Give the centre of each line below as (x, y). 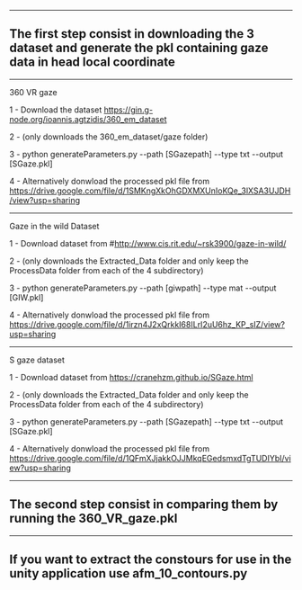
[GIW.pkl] (27, 297)
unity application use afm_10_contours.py (129, 573)
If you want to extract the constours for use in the (151, 560)
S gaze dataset (37, 360)
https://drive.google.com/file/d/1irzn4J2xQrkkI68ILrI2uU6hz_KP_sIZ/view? (147, 324)
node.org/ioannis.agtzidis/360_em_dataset (88, 119)
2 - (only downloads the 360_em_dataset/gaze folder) (109, 137)
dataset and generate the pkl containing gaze (139, 48)
